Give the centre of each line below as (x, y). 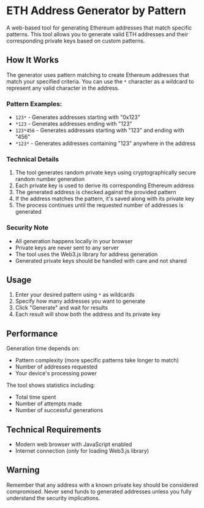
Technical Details (33, 159)
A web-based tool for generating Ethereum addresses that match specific (99, 28)
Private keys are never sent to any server (67, 248)
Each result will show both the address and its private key (88, 315)
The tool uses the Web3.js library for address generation (86, 254)
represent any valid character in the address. (63, 88)
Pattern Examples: (34, 104)
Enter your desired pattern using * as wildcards (75, 295)
